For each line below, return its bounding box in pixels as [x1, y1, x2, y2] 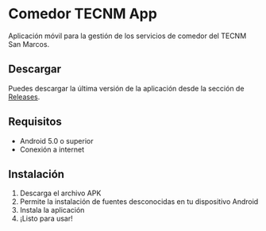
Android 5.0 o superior [19, 136, 94, 145]
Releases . [8, 92, 40, 102]
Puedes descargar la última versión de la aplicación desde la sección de [8, 83, 245, 93]
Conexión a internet [19, 144, 85, 154]
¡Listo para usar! [19, 214, 73, 223]
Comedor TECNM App [8, 5, 157, 23]
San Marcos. [8, 39, 50, 48]
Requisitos [8, 115, 62, 129]
